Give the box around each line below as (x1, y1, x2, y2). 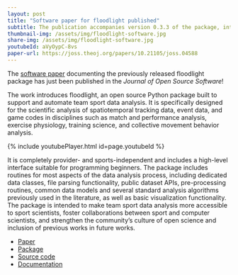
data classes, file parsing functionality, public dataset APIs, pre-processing (7, 178, 227, 186)
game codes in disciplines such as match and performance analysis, (7, 113, 208, 121)
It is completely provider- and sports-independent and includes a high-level (7, 155, 228, 164)
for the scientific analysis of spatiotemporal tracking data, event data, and (7, 106, 223, 114)
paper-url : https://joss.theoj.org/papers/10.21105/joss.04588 (7, 50, 198, 57)
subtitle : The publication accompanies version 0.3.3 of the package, (7, 23, 220, 30)
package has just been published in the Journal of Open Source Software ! (7, 77, 225, 85)
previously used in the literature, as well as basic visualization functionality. (7, 193, 227, 202)
